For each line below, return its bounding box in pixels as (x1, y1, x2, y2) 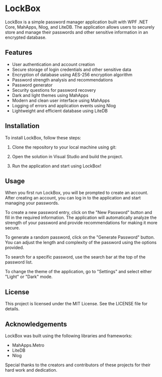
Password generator (12, 82, 53, 88)
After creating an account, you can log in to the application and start (5, 195, 141, 201)
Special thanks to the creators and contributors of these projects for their (5, 362, 151, 368)
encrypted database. (5, 34, 47, 40)
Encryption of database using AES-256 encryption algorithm (12, 71, 133, 78)
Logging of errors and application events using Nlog (12, 102, 116, 108)
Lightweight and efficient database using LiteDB (12, 108, 108, 114)
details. (5, 306, 20, 312)
